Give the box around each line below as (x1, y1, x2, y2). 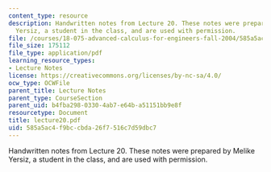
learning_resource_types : (8, 57, 95, 65)
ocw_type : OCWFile (8, 79, 70, 87)
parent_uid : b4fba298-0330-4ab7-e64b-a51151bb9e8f (8, 101, 182, 109)
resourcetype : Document (8, 109, 89, 117)
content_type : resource (8, 11, 89, 20)
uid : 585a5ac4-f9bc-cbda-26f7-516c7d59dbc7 (8, 124, 157, 132)
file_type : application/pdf (8, 49, 103, 57)
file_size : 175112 (8, 42, 70, 50)
